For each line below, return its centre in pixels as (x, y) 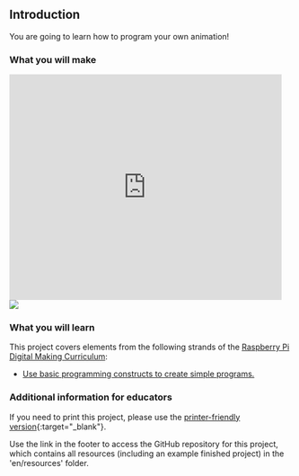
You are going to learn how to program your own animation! (119, 36)
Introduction (45, 15)
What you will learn (53, 328)
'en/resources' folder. (49, 463)
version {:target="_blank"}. (58, 427)
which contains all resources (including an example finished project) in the (147, 454)
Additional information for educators (91, 397)
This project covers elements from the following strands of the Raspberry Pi (149, 347)
